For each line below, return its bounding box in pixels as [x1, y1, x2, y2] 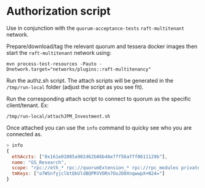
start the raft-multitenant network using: [6, 49, 112, 56]
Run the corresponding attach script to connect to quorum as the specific [6, 95, 191, 102]
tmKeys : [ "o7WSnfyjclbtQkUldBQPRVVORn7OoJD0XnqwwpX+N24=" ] [12, 170, 165, 177]
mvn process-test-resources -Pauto [6, 61, 97, 67]
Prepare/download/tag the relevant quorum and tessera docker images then [6, 43, 198, 50]
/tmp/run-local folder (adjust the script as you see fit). [6, 83, 144, 91]
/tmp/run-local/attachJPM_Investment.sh [6, 113, 111, 119]
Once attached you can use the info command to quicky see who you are [6, 124, 192, 131]
